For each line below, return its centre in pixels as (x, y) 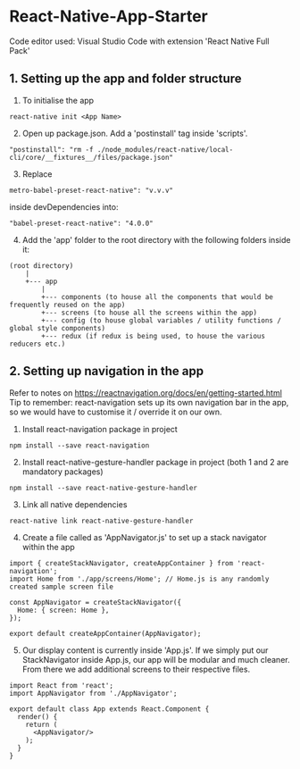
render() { (37, 716)
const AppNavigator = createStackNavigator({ (95, 602)
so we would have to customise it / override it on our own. (116, 412)
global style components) (57, 328)
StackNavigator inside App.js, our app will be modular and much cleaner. (156, 659)
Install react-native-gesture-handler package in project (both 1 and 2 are (155, 462)
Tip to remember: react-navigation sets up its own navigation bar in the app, (149, 402)
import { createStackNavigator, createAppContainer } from (121, 563)
